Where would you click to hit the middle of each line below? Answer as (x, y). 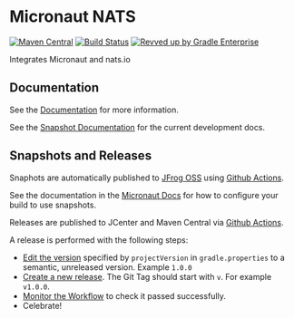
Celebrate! (42, 305)
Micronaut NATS (73, 17)
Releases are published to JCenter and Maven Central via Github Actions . (147, 222)
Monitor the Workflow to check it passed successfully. (124, 295)
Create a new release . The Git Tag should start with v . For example (147, 276)
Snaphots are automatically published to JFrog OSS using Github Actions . (147, 178)
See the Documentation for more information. (94, 110)
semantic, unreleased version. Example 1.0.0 (107, 267)
